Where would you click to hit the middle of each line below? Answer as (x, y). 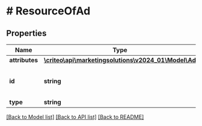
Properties (26, 33)
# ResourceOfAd (48, 11)
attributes (23, 60)
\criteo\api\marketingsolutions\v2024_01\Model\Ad (120, 60)
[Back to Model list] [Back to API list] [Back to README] (75, 117)
